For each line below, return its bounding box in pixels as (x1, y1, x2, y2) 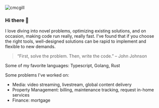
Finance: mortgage (12, 97, 50, 103)
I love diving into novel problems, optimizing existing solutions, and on (5, 28, 146, 34)
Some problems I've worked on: (5, 72, 69, 78)
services (12, 92, 30, 98)
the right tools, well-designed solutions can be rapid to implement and (5, 38, 147, 44)
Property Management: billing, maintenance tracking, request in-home (12, 87, 154, 93)
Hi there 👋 (5, 17, 29, 24)
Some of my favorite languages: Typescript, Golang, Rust (5, 63, 120, 69)
